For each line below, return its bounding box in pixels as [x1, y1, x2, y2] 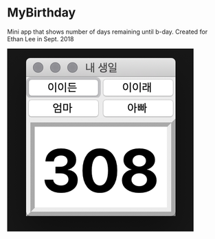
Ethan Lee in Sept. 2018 [7, 34, 74, 43]
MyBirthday [7, 5, 76, 21]
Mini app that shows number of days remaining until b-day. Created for [7, 27, 208, 36]
